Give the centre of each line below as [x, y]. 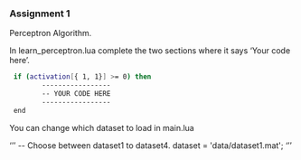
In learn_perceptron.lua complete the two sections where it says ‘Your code [150, 51]
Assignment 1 [40, 14]
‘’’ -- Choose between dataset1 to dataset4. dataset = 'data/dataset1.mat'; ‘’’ [150, 145]
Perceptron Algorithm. [51, 33]
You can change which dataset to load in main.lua [102, 127]
